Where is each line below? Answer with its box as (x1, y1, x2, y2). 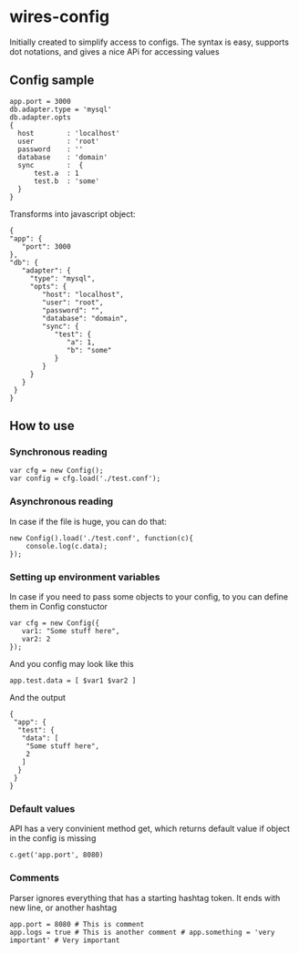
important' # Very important (9, 936, 120, 945)
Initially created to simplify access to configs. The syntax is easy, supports (9, 36, 290, 47)
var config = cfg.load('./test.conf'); (9, 474, 161, 484)
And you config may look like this (9, 659, 134, 670)
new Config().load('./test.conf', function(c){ (9, 533, 194, 543)
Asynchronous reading (9, 495, 114, 508)
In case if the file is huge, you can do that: (9, 516, 167, 527)
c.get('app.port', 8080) (9, 850, 104, 860)
